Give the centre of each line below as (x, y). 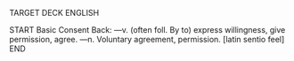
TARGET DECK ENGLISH (54, 13)
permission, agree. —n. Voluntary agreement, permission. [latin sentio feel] (147, 39)
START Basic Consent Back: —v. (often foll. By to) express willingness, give (147, 30)
